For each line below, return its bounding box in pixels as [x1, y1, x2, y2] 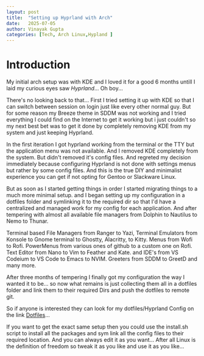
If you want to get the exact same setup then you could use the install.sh [6, 323, 189, 330]
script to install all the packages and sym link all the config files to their [6, 330, 185, 337]
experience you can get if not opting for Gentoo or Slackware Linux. [6, 173, 177, 181]
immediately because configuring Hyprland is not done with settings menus [6, 160, 196, 168]
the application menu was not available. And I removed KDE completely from [6, 147, 199, 154]
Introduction [6, 58, 71, 72]
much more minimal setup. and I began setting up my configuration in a [6, 192, 185, 199]
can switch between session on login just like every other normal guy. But [6, 103, 191, 111]
